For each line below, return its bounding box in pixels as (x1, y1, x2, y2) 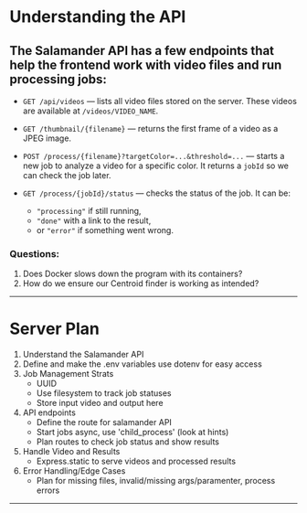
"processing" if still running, (36, 206, 142, 216)
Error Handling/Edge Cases (22, 465, 126, 476)
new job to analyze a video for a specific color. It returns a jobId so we (22, 160, 290, 171)
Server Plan (9, 318, 101, 339)
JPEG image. (22, 133, 71, 144)
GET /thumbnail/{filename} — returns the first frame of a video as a (22, 123, 279, 134)
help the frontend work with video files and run (9, 57, 282, 72)
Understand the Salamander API (22, 349, 144, 360)
